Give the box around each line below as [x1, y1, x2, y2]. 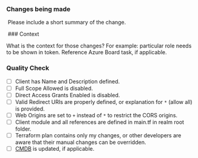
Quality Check [6, 64, 50, 72]
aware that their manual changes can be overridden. [15, 139, 146, 146]
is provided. [15, 105, 45, 112]
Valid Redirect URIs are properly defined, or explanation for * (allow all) [15, 98, 193, 105]
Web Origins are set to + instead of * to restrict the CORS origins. [15, 111, 178, 118]
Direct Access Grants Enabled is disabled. [15, 91, 120, 98]
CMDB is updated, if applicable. [15, 145, 95, 153]
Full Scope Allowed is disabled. [15, 84, 93, 92]
